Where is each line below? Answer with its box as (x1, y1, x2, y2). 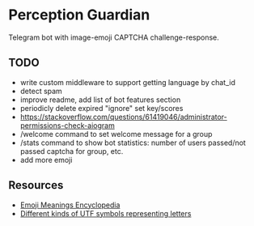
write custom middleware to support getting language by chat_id (19, 77, 236, 87)
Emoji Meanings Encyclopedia (19, 200, 121, 210)
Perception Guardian (8, 6, 150, 24)
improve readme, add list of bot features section (19, 95, 181, 104)
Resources (8, 178, 64, 192)
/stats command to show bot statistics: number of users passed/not (19, 138, 247, 147)
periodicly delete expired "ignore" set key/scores (19, 103, 184, 113)
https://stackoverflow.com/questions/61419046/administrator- (19, 112, 228, 122)
